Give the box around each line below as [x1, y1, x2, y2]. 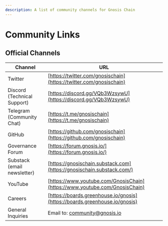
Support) [7, 99, 29, 106]
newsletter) [7, 169, 35, 176]
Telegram [7, 107, 30, 114]
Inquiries [7, 212, 28, 219]
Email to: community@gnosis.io [47, 209, 121, 216]
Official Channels [5, 49, 60, 58]
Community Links [5, 29, 80, 40]
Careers [7, 195, 26, 202]
